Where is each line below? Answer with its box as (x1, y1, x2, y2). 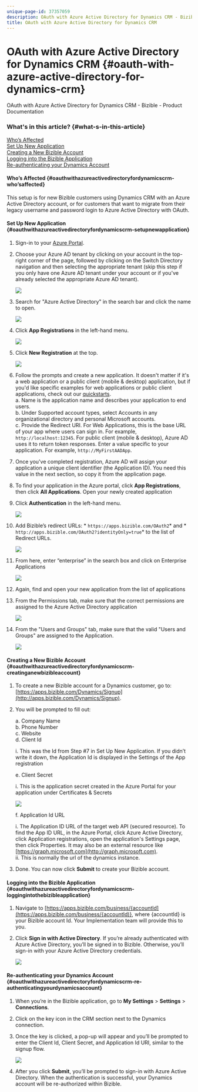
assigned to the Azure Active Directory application (15, 604, 137, 611)
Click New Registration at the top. (15, 349, 99, 357)
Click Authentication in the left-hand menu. (15, 500, 122, 507)
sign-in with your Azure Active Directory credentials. (15, 947, 143, 954)
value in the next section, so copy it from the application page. (15, 471, 167, 478)
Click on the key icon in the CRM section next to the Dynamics (15, 1015, 166, 1022)
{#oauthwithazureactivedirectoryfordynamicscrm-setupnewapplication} (6, 226, 190, 233)
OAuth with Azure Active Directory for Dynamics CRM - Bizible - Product (6, 102, 183, 109)
